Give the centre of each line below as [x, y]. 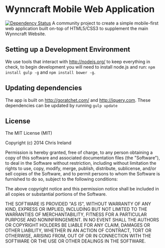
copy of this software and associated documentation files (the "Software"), [83, 158]
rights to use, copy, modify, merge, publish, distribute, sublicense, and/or [81, 168]
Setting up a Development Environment [68, 49]
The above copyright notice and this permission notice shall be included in [82, 189]
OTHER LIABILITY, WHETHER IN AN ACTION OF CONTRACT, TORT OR [78, 230]
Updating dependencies [44, 88]
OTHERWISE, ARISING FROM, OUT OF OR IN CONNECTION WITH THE [78, 236]
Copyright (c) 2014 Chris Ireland [38, 143]
